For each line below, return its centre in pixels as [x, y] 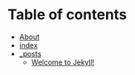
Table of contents [67, 15]
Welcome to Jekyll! [63, 62]
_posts [30, 53]
